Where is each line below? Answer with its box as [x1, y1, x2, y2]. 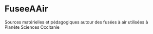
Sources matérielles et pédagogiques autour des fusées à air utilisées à [4, 19, 148, 25]
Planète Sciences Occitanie [4, 24, 59, 30]
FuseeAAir [4, 3, 48, 14]
